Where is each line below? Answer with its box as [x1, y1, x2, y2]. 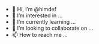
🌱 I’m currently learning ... [11, 18, 76, 25]
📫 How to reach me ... [11, 32, 68, 38]
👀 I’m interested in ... [11, 12, 63, 19]
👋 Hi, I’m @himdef [11, 6, 57, 12]
